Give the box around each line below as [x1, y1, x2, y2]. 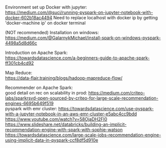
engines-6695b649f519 [5, 100, 54, 106]
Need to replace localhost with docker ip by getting [53, 15, 158, 20]
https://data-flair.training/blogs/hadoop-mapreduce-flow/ [5, 75, 123, 81]
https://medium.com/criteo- [88, 90, 145, 96]
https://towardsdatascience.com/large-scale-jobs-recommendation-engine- [5, 132, 161, 138]
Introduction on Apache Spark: [5, 49, 68, 55]
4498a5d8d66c [5, 40, 37, 46]
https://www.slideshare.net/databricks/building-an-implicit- [5, 121, 127, 127]
